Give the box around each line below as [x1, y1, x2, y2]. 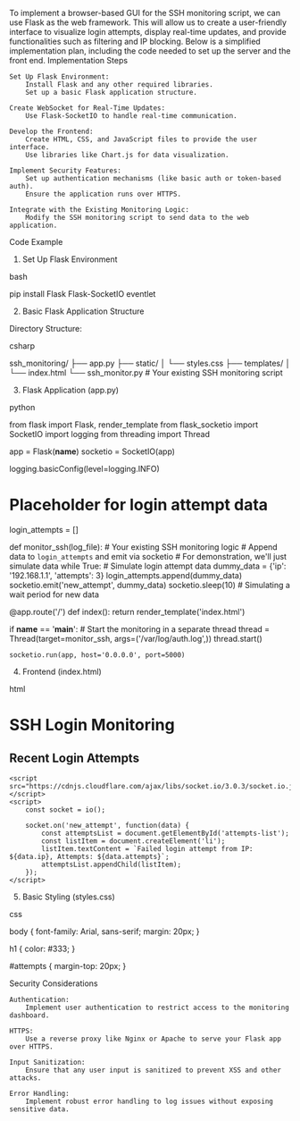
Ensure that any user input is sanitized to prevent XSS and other [25, 1066, 281, 1075]
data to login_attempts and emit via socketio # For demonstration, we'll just [9, 551, 287, 561]
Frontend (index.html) [21, 666, 103, 677]
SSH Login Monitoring [9, 715, 176, 736]
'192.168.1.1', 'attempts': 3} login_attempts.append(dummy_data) [9, 569, 243, 580]
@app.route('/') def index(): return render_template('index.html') [9, 606, 246, 617]
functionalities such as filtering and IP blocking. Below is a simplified [9, 36, 261, 46]
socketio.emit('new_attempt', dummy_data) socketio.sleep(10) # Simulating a [9, 579, 290, 590]
